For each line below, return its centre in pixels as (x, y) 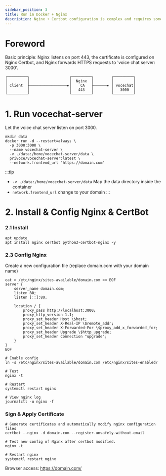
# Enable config (22, 358)
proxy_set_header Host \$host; (55, 319)
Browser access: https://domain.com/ (43, 468)
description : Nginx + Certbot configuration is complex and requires (78, 19)
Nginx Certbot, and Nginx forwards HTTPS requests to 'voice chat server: (80, 63)
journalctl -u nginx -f (30, 402)
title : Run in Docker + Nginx (36, 14)
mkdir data (16, 137)
